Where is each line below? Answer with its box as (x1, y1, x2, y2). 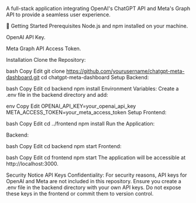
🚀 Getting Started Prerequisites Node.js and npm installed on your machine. (6, 23, 188, 29)
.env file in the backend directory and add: (6, 92, 108, 98)
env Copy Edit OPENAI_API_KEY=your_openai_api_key (6, 103, 136, 110)
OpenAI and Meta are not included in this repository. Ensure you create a (6, 178, 181, 184)
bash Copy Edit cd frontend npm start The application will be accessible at (6, 154, 186, 161)
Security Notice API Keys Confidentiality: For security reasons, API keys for (6, 171, 187, 178)
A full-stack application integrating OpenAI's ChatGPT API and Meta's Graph (6, 5, 191, 12)
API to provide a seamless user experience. (6, 11, 111, 18)
